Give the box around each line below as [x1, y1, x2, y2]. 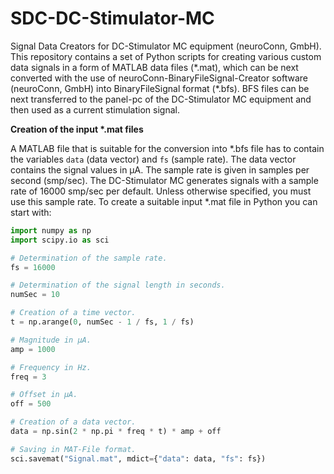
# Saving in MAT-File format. [10, 444, 137, 454]
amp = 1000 [10, 344, 56, 354]
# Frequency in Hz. [10, 362, 92, 372]
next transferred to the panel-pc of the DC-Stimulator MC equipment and [10, 93, 312, 105]
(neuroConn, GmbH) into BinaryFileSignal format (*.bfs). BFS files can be [10, 82, 310, 94]
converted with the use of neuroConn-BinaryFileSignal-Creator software [10, 72, 308, 84]
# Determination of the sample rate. [10, 253, 168, 263]
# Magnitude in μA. [10, 335, 92, 345]
